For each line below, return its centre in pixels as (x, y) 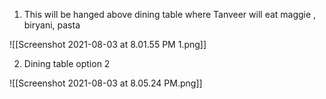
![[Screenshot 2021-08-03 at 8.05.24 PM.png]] (106, 83)
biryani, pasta (52, 25)
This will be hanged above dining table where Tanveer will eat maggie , (170, 14)
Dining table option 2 (67, 63)
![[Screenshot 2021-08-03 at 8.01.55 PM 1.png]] (108, 44)
